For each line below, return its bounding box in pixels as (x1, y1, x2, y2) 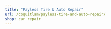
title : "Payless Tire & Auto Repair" (5, 7, 84, 12)
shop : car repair (5, 16, 41, 21)
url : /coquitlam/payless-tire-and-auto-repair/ (5, 12, 106, 17)
